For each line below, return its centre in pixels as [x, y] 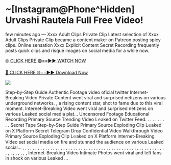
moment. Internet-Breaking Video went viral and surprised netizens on [79, 108]
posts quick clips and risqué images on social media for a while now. [77, 50]
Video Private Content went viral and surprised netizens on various [95, 97]
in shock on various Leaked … [37, 158]
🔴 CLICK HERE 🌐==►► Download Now [47, 72]
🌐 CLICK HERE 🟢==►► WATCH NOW [46, 61]
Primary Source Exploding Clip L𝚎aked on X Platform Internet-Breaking [80, 136]
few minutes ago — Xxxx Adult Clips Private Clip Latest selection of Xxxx [82, 34]
